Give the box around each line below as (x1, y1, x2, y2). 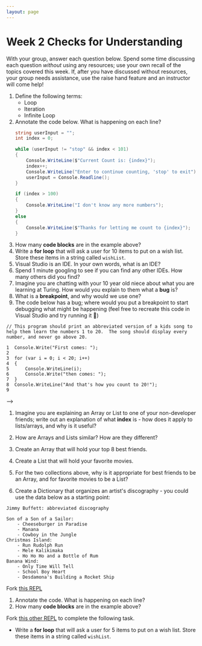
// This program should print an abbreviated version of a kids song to (6, 324, 193, 330)
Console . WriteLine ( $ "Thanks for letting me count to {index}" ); (26, 224, 191, 230)
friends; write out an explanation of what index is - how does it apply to (14, 416, 193, 423)
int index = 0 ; (14, 135, 54, 142)
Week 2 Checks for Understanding (6, 34, 183, 48)
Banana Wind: (6, 558, 39, 564)
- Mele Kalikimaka (17, 548, 63, 554)
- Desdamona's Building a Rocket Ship (17, 574, 115, 581)
